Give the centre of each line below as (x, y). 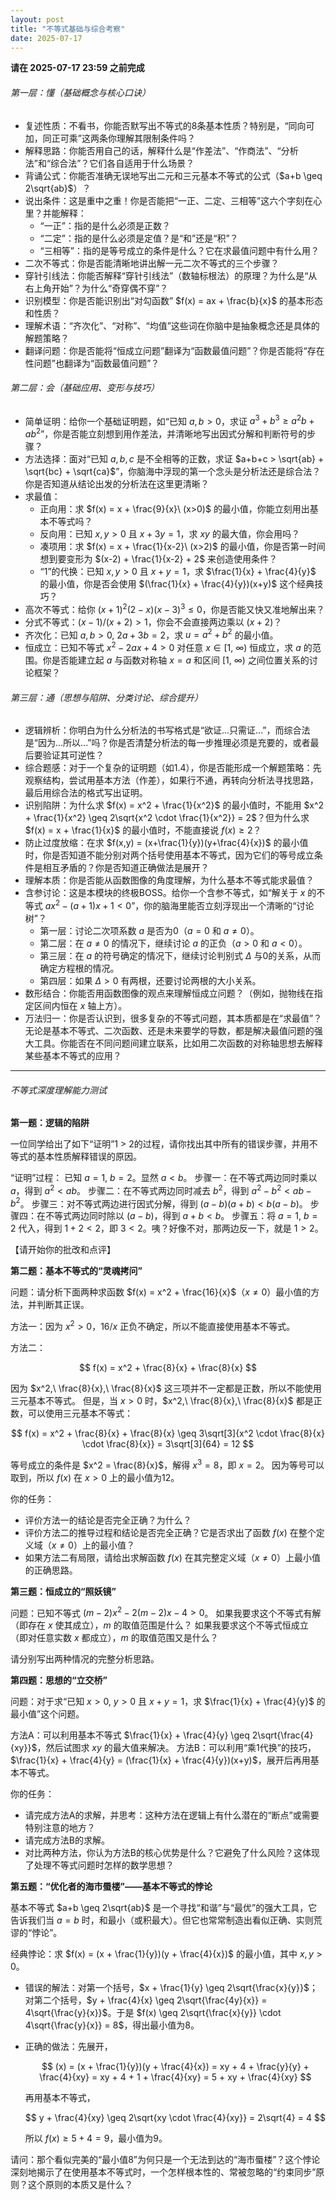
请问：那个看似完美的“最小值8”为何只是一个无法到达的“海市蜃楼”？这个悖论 (165, 2160)
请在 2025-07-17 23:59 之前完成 (77, 68)
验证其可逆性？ (73, 755)
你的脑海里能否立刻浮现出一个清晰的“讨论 (229, 905)
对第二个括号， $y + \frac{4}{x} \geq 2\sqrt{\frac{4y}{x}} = (146, 2000)
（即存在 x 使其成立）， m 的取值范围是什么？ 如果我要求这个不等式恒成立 (159, 1625)
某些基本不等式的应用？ (73, 1055)
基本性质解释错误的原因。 (89, 1157)
